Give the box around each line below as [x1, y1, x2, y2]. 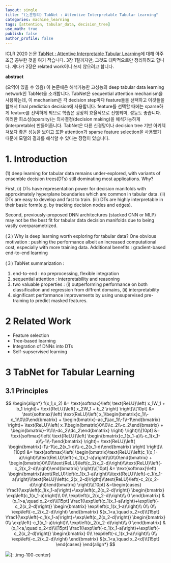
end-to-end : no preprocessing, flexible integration [12, 270, 120, 276]
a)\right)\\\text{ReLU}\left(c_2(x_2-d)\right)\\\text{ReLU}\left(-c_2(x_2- [12, 476, 159, 482]
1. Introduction [5, 154, 68, 165]
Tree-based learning [12, 337, 56, 344]
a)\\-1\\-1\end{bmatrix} [35, 438, 83, 444]
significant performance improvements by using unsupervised [12, 292, 144, 298]
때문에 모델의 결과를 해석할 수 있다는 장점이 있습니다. [5, 135, 110, 141]
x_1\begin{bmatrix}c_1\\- [99, 411, 149, 417]
